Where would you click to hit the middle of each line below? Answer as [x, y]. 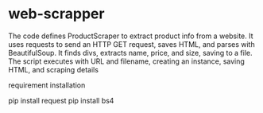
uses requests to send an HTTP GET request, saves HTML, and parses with [132, 44]
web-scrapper [56, 14]
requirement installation [47, 85]
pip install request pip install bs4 [61, 100]
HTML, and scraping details [54, 69]
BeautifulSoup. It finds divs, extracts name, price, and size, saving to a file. [130, 53]
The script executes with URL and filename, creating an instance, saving [126, 61]
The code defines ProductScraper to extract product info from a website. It [131, 36]
